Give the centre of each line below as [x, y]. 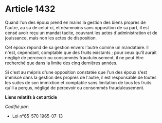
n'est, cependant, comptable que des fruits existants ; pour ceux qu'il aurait [81, 53]
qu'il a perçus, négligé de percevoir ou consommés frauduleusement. [75, 88]
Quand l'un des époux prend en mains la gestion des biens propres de [75, 22]
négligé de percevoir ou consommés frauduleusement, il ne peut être [74, 57]
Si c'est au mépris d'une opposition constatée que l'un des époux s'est [76, 72]
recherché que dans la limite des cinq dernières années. [61, 63]
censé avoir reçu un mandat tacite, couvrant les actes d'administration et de [81, 33]
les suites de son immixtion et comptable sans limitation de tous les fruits [78, 82]
